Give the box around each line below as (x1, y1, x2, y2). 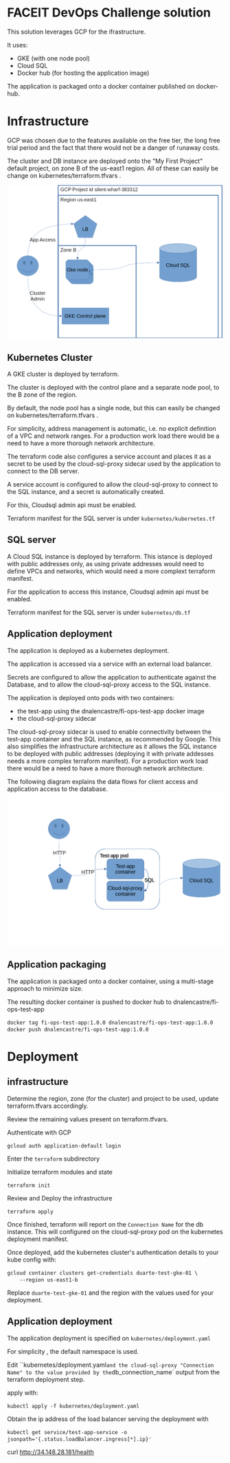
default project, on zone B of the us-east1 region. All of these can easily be (7, 164, 218, 172)
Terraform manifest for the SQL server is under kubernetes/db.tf (7, 608, 191, 616)
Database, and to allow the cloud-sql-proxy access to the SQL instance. (7, 680, 211, 689)
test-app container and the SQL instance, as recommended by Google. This (7, 735, 221, 743)
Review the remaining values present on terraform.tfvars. (7, 1115, 168, 1123)
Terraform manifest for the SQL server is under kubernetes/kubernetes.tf (7, 514, 216, 523)
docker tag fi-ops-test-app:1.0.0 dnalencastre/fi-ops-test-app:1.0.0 (7, 1019, 214, 1026)
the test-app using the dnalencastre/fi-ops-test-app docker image (16, 706, 205, 715)
